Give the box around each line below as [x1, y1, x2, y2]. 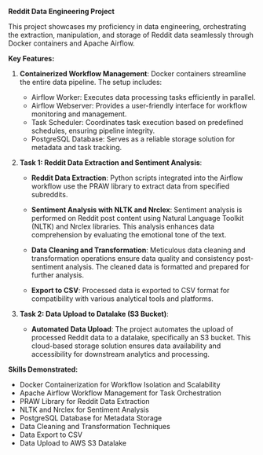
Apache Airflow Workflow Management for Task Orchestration [19, 388, 221, 398]
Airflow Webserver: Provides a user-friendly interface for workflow [31, 101, 247, 110]
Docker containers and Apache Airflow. [8, 39, 135, 48]
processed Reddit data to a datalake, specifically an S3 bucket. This [31, 333, 251, 342]
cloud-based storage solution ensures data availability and [31, 341, 221, 350]
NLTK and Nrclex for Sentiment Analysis [19, 405, 149, 414]
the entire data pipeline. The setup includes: [19, 78, 163, 86]
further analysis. [31, 270, 85, 280]
